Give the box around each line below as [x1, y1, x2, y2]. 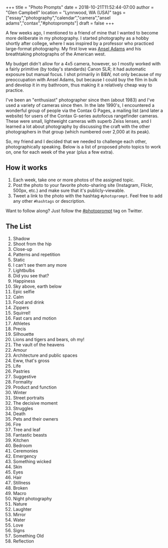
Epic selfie [12, 288, 34, 294]
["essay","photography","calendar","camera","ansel [5, 15, 111, 20]
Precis [12, 326, 26, 332]
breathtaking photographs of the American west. [5, 51, 106, 57]
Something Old [12, 533, 44, 539]
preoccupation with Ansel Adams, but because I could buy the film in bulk [5, 77, 158, 82]
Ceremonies [12, 448, 38, 454]
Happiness [12, 278, 35, 284]
